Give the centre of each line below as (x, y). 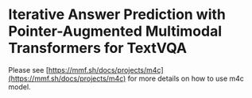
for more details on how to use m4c (186, 78)
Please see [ (29, 70)
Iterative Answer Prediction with (117, 15)
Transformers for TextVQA (98, 48)
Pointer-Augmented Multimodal (115, 31)
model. (19, 87)
